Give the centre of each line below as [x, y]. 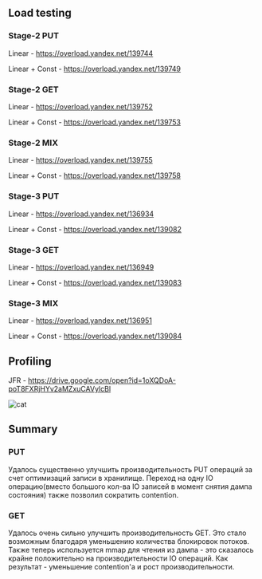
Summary [33, 429]
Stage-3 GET [34, 250]
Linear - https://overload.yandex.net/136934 [81, 214]
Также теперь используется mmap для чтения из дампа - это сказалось [131, 549]
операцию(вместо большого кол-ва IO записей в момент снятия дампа [130, 486]
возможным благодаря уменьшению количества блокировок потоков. [129, 541]
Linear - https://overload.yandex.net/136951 [80, 321]
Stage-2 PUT [34, 36]
